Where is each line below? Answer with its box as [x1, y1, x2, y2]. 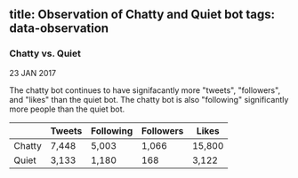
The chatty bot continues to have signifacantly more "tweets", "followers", [9, 84, 281, 96]
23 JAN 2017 [9, 67, 56, 78]
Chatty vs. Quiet [9, 48, 82, 60]
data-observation [9, 21, 109, 36]
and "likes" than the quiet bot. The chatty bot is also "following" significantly [9, 94, 289, 104]
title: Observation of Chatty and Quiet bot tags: [9, 7, 276, 22]
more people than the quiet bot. [9, 104, 125, 114]
